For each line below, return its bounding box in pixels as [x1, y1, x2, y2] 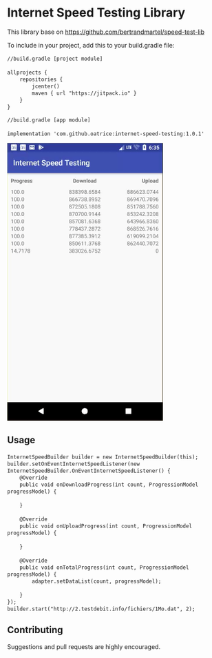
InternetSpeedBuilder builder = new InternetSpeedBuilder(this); [7, 454, 198, 461]
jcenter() [32, 83, 60, 90]
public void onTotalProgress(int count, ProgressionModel [19, 564, 189, 571]
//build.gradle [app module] [7, 116, 91, 124]
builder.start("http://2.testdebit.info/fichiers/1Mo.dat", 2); [7, 606, 195, 612]
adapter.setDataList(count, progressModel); [32, 578, 162, 585]
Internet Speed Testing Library [7, 5, 186, 21]
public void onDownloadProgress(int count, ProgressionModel [19, 481, 198, 488]
